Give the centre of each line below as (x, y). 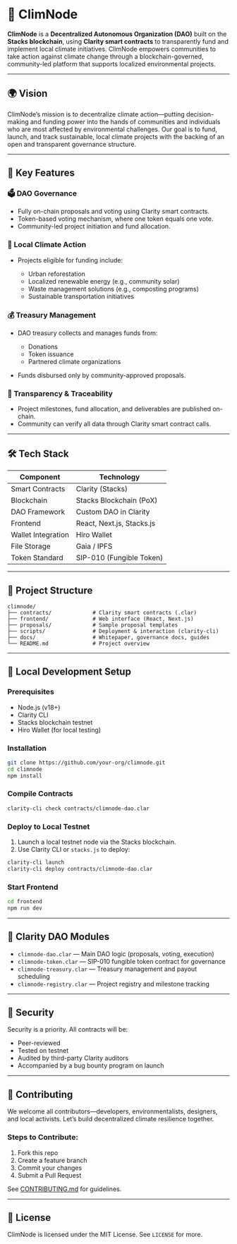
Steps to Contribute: (43, 1137)
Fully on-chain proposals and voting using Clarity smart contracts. (114, 212)
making (18, 121)
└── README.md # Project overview (79, 644)
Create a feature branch (52, 1160)
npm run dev (25, 908)
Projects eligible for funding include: (70, 260)
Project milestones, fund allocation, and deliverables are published (114, 409)
